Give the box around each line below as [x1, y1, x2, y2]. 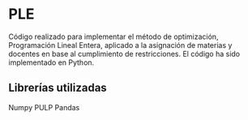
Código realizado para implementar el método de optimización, [8, 32, 219, 41]
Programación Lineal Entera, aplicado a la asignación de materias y [8, 40, 233, 49]
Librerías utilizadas [8, 81, 107, 95]
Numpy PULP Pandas [8, 102, 80, 112]
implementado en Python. [8, 58, 95, 67]
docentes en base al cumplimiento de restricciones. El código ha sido [8, 49, 241, 58]
